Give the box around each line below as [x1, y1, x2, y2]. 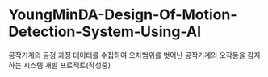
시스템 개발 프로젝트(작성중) [23, 60, 111, 70]
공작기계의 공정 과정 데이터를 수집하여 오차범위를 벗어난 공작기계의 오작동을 [8, 50, 246, 59]
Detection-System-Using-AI [8, 22, 202, 41]
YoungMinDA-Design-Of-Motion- [8, 6, 237, 24]
